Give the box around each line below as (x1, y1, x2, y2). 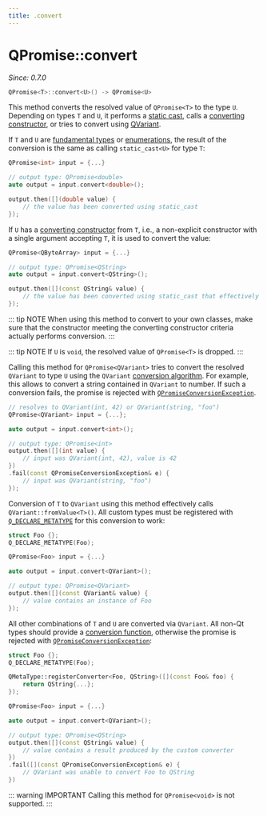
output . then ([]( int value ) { (8, 447, 106, 455)
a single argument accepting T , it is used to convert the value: (8, 233, 211, 242)
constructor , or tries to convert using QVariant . (8, 119, 161, 129)
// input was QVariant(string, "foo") (22, 477, 152, 485)
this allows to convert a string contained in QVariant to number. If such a (8, 379, 246, 389)
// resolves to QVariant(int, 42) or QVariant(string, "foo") (8, 403, 220, 411)
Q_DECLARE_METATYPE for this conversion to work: (8, 515, 165, 525)
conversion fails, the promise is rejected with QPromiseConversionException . (8, 387, 257, 397)
